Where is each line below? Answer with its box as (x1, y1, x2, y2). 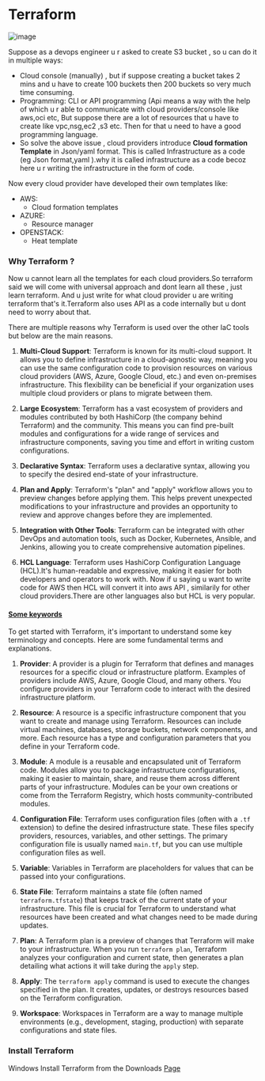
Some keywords (8, 609, 62, 619)
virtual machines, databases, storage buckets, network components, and (19, 725, 258, 734)
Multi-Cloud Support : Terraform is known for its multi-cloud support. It (19, 347, 252, 356)
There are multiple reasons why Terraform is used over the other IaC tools (8, 323, 249, 332)
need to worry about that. (8, 307, 92, 317)
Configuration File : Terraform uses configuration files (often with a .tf (19, 814, 251, 824)
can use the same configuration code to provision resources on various (19, 363, 253, 373)
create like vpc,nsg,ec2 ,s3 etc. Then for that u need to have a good (19, 121, 241, 131)
